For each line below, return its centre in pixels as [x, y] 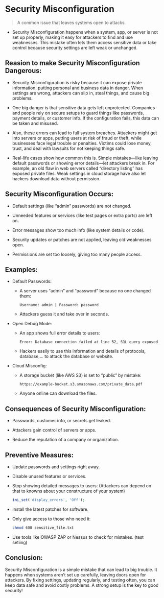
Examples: [22, 270]
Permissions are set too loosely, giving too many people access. [77, 254]
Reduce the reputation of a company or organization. [65, 440]
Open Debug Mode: [32, 324]
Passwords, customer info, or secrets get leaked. [61, 421]
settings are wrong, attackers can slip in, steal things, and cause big [81, 93]
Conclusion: [24, 558]
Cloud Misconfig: [29, 366]
